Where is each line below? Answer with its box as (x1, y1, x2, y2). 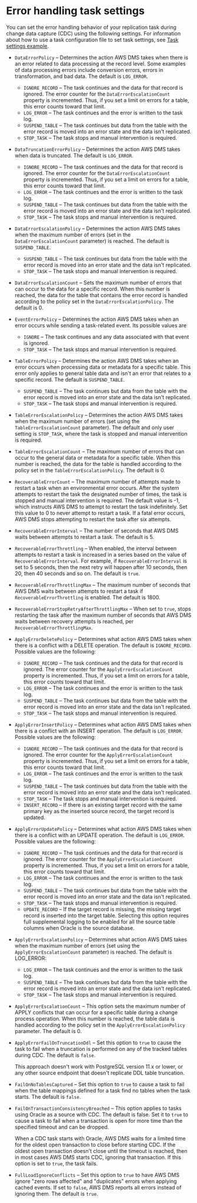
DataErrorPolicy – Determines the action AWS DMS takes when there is (14, 54, 188, 61)
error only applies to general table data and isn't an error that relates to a (14, 370, 191, 377)
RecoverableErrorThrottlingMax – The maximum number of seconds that (14, 581, 191, 588)
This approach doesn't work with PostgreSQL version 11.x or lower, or (14, 1063, 183, 1070)
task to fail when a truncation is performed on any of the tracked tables (14, 1045, 187, 1052)
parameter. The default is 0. (14, 1027, 82, 1034)
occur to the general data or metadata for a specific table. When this (14, 454, 181, 461)
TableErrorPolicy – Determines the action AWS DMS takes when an (14, 357, 179, 364)
